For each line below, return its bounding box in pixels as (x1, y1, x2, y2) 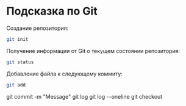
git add (6, 82, 26, 88)
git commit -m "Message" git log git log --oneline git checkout (6, 93, 163, 100)
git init (6, 36, 29, 42)
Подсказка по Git (6, 4, 98, 18)
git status (6, 59, 34, 65)
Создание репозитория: (6, 24, 69, 32)
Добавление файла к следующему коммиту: (6, 70, 123, 77)
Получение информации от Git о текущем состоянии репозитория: (6, 47, 181, 54)
